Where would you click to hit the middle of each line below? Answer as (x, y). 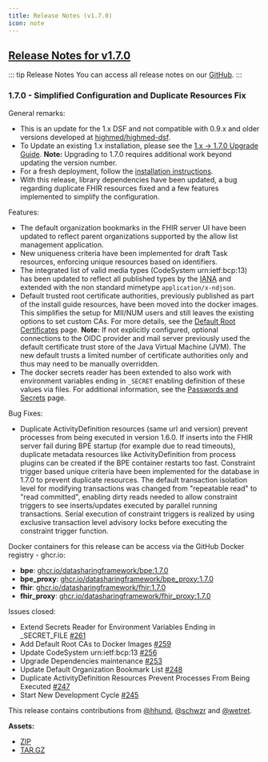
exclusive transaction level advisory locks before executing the (124, 522)
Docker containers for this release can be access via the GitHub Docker (126, 546)
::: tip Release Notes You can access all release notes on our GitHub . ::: (125, 75)
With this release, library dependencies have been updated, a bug (128, 179)
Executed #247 (45, 686)
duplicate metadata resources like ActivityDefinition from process (128, 454)
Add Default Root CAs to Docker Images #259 (96, 644)
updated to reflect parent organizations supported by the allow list (129, 236)
